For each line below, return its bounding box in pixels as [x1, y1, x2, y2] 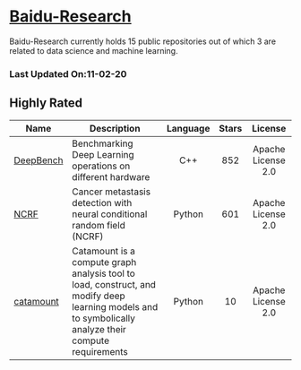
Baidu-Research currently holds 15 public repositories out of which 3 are [9, 36, 276, 47]
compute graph [71, 255, 137, 268]
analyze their [71, 323, 127, 335]
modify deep [71, 289, 125, 302]
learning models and [71, 300, 159, 313]
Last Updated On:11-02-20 [9, 67, 127, 80]
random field [71, 219, 125, 231]
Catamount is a [71, 245, 136, 257]
